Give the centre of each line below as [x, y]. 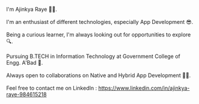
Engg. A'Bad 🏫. [25, 62]
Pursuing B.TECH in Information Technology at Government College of [93, 56]
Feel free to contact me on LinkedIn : [52, 88]
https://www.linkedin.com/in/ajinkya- [144, 88]
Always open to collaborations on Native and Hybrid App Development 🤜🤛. [99, 75]
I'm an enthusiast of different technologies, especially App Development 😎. [100, 22]
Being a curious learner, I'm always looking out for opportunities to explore [99, 35]
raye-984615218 [26, 94]
